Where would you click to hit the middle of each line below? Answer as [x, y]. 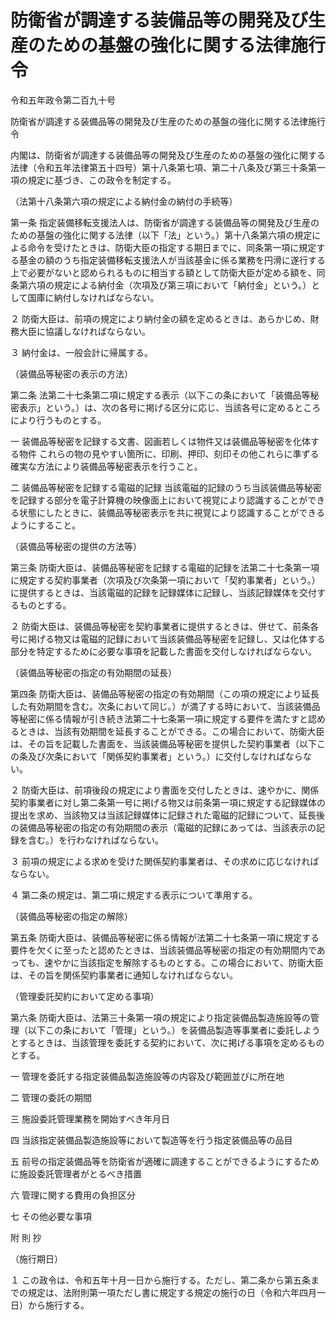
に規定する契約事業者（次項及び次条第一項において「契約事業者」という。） [165, 580]
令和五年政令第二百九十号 [63, 100]
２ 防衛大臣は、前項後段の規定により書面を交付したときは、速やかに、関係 [165, 790]
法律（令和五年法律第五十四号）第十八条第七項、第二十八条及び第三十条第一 [168, 167]
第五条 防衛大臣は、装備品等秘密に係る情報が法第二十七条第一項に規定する [165, 937]
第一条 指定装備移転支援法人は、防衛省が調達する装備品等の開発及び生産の [165, 222]
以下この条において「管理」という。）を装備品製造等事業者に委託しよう [174, 1030]
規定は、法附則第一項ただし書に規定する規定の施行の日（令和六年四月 [172, 1292]
